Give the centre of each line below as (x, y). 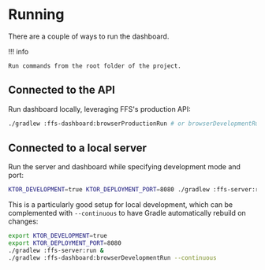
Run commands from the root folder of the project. (95, 66)
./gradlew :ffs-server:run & (56, 251)
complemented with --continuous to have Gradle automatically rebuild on (127, 213)
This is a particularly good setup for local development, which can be (121, 205)
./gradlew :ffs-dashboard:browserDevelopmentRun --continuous (112, 257)
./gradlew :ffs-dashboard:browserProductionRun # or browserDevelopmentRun (135, 124)
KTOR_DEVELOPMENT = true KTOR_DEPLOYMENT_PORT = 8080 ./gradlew (109, 190)
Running (36, 15)
